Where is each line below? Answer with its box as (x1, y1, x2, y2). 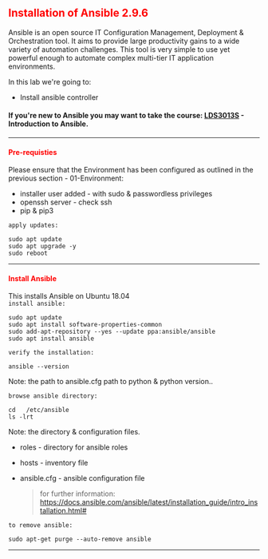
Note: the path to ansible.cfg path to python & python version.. (8, 377, 214, 387)
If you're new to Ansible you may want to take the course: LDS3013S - (8, 111, 245, 121)
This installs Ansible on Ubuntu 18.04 (8, 291, 130, 301)
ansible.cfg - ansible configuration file (19, 474, 145, 483)
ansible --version (8, 363, 69, 371)
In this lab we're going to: (8, 77, 92, 86)
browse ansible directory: (8, 392, 98, 400)
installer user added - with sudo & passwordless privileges (19, 189, 213, 199)
